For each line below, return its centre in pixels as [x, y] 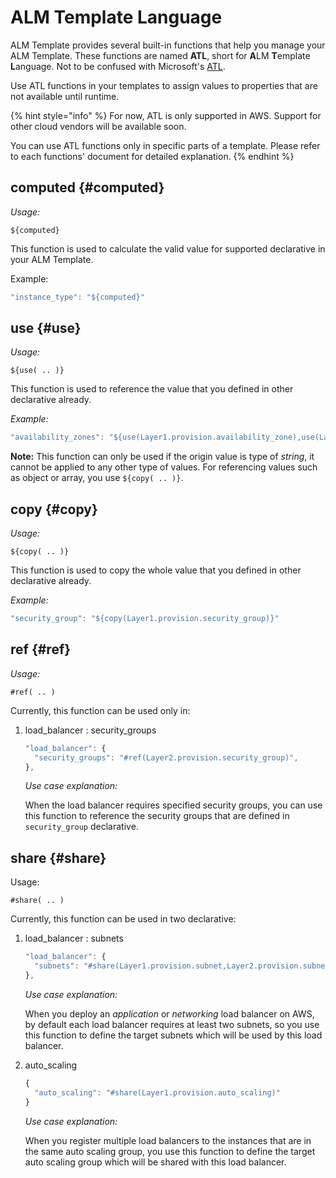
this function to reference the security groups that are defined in [157, 816]
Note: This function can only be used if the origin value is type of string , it [162, 457]
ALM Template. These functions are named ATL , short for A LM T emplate [160, 55]
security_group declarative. [81, 827]
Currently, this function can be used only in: [100, 710]
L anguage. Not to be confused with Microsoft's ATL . [118, 66]
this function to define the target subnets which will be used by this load [173, 1035]
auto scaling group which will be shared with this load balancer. [155, 1162]
